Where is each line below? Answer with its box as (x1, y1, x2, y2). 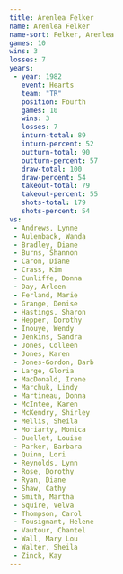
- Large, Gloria (13, 366, 75, 375)
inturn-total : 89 (21, 131, 87, 140)
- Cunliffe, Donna (13, 274, 83, 283)
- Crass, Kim (13, 266, 63, 275)
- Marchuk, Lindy (13, 383, 78, 392)
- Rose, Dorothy (13, 467, 75, 476)
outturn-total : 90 (21, 147, 91, 156)
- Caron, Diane (13, 257, 70, 267)
